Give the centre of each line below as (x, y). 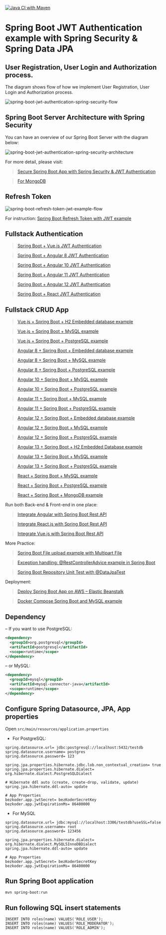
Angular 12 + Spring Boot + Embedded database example (76, 418)
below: (12, 142)
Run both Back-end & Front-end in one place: (51, 505)
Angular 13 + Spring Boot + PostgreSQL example (67, 466)
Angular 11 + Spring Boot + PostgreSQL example (67, 408)
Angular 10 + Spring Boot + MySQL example (62, 379)
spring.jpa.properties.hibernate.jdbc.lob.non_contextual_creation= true (83, 765)
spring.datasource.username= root (41, 827)
